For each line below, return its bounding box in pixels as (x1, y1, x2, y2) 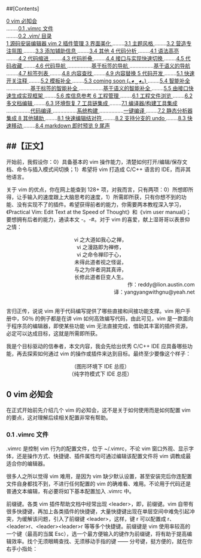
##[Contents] (6, 5, 39, 12)
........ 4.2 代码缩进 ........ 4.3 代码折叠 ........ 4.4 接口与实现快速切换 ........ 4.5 (6, 55, 184, 62)
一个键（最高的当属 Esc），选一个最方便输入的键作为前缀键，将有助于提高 (6, 530, 187, 537)
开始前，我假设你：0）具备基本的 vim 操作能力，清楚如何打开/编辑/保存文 (6, 158, 188, 165)
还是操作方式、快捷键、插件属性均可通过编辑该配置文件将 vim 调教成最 (16, 452, 191, 459)
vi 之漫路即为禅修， (77, 243, 124, 251)
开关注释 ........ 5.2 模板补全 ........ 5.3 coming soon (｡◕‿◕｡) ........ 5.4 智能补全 (6, 77, 190, 84)
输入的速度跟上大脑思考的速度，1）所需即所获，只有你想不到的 (26, 193, 181, 200)
